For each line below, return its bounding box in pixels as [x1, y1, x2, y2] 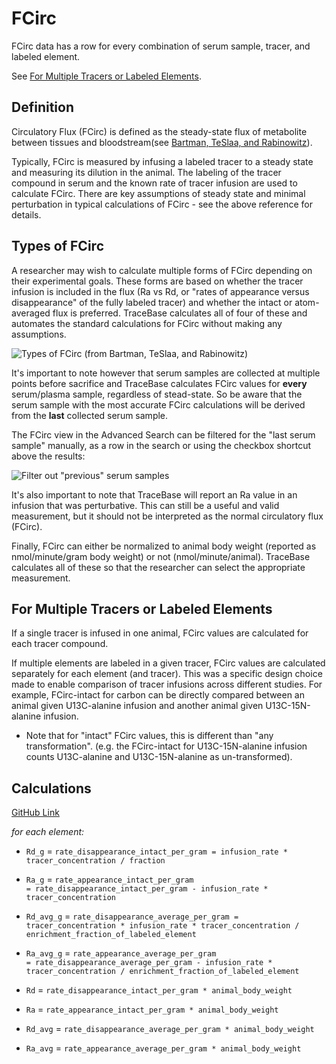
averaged [11, 307, 51, 319]
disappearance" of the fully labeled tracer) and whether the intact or [11, 296, 293, 308]
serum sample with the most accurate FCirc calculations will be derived [11, 398, 306, 411]
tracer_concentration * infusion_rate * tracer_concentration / [25, 921, 300, 931]
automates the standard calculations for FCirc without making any [11, 317, 283, 329]
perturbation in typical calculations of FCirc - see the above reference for [11, 198, 313, 210]
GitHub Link [11, 807, 60, 819]
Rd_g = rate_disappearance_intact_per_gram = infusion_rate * [25, 845, 288, 857]
